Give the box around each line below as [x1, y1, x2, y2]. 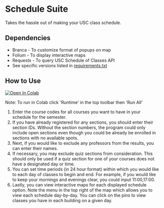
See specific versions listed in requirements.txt [12, 62, 108, 68]
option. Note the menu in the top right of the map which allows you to [12, 187, 153, 193]
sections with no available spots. [12, 135, 79, 141]
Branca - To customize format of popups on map [12, 47, 111, 52]
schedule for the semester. [12, 114, 67, 120]
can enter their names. [12, 145, 58, 151]
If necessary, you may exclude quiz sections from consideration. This [12, 151, 153, 156]
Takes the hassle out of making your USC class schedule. [5, 20, 122, 26]
